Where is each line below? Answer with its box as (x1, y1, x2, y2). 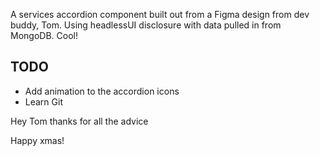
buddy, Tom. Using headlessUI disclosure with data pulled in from (10, 19, 282, 31)
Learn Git (24, 95, 63, 108)
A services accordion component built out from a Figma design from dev (10, 9, 310, 20)
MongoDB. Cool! (10, 30, 78, 41)
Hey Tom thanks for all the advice (10, 115, 149, 127)
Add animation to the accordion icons (24, 85, 180, 97)
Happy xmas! (10, 134, 65, 146)
